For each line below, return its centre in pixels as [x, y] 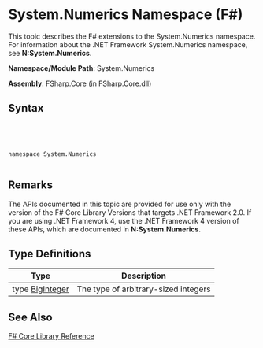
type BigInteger [41, 289]
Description [144, 276]
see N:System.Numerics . [50, 53]
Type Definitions [50, 254]
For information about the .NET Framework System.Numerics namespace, [128, 44]
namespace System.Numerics [52, 154]
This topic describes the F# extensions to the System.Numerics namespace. [132, 36]
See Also [30, 317]
